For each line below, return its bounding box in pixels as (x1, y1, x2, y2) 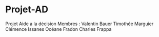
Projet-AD (5, 4, 49, 15)
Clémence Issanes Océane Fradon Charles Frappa (5, 26, 112, 32)
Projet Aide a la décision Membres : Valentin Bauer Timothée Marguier (5, 21, 154, 27)
